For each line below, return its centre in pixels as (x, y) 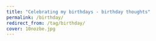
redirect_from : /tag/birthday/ (46, 23)
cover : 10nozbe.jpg (31, 29)
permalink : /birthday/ (35, 17)
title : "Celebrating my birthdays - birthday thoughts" (78, 12)
